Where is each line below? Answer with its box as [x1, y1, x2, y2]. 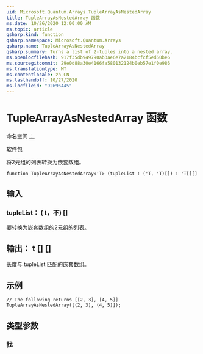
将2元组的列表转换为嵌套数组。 [6, 158, 85, 166]
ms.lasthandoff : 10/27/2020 [6, 77, 78, 83]
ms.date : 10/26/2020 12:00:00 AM [6, 20, 91, 26]
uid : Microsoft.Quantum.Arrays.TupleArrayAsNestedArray [6, 9, 151, 15]
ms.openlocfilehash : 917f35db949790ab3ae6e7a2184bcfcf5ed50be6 [6, 54, 171, 61]
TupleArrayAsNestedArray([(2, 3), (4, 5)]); [6, 302, 121, 309]
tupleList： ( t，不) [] [6, 208, 68, 217]
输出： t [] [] [6, 243, 52, 254]
